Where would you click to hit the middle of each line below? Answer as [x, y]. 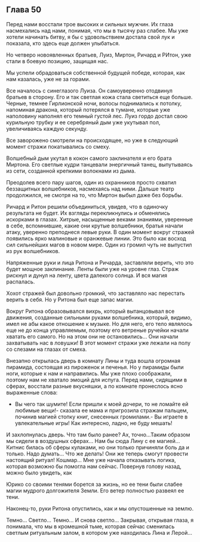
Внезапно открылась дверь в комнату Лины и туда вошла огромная [93, 361]
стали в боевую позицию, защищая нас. [57, 61]
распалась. [21, 281]
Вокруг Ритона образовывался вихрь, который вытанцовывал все [90, 311]
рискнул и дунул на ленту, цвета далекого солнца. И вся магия [87, 275]
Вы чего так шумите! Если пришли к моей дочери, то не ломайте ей [101, 404]
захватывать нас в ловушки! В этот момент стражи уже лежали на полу [99, 343]
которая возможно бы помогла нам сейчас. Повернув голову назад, [94, 466]
